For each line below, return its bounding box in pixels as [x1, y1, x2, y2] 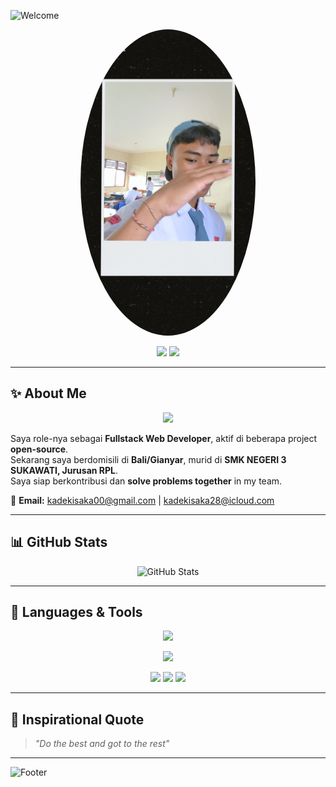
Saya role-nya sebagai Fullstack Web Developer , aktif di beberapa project [10, 432, 318, 444]
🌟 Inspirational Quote [10, 711, 145, 728]
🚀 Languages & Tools [10, 604, 143, 621]
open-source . [10, 443, 69, 455]
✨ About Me [10, 385, 87, 402]
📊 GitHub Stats [10, 534, 108, 551]
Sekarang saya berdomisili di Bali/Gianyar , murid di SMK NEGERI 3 [10, 453, 287, 465]
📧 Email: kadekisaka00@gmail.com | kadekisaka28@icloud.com [10, 494, 275, 506]
